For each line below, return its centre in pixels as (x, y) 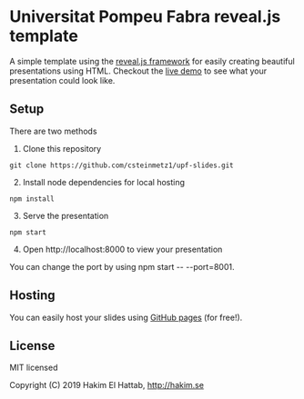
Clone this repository (62, 148)
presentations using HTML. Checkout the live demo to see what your (138, 71)
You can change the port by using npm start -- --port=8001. (122, 266)
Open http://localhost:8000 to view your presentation (122, 249)
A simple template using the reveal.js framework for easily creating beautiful (152, 61)
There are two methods (53, 131)
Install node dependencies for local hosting (103, 182)
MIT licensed (34, 368)
